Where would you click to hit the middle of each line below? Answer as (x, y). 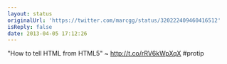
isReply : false (30, 27)
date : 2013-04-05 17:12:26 (47, 33)
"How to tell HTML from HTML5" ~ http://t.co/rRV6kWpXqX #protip (106, 53)
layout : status (30, 14)
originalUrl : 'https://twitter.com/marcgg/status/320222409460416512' (114, 20)
